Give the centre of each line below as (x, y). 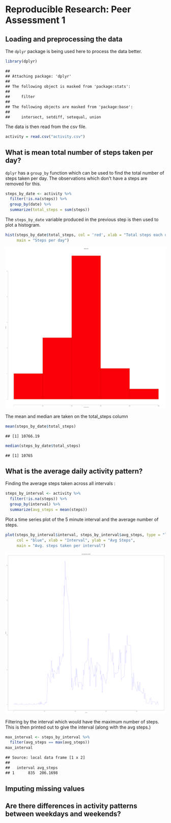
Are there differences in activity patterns (71, 806)
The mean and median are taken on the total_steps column (67, 416)
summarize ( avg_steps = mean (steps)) (49, 510)
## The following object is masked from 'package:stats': (68, 86)
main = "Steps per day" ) (43, 240)
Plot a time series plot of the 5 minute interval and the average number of (82, 519)
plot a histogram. (23, 225)
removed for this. (23, 184)
